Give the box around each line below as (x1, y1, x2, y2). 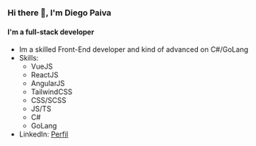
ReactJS (30, 70, 59, 80)
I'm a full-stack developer (7, 27, 95, 37)
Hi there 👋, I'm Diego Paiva (7, 7, 112, 18)
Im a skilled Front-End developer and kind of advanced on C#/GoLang (18, 45, 249, 54)
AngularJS (30, 79, 65, 89)
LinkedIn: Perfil (18, 129, 68, 139)
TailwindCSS (30, 87, 73, 97)
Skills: (18, 53, 39, 63)
